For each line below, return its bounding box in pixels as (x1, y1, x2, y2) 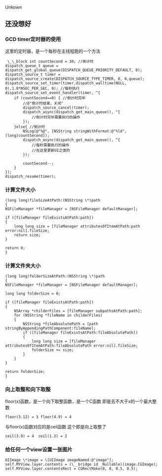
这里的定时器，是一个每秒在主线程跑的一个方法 (5, 48, 100, 54)
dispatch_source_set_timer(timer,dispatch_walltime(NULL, (5, 80, 127, 86)
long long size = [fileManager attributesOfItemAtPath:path (14, 224, 140, 229)
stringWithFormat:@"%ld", (73, 128, 127, 133)
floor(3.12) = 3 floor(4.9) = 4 (5, 414, 72, 419)
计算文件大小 (5, 186, 36, 193)
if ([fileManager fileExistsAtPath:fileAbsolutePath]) (23, 330, 138, 335)
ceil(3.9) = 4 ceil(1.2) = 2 (5, 433, 68, 438)
